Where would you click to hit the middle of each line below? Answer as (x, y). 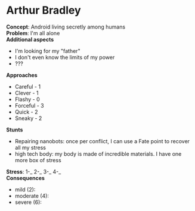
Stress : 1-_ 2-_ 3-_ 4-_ (34, 171)
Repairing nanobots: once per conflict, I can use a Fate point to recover (102, 141)
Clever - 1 (27, 93)
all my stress (30, 147)
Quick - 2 (26, 112)
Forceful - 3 (29, 105)
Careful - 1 (27, 86)
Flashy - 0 (27, 99)
